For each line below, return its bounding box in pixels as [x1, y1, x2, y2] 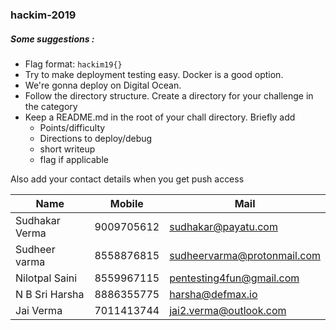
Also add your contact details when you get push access [10, 173, 245, 185]
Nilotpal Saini [15, 271, 78, 285]
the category [24, 100, 78, 112]
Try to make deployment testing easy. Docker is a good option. [24, 68, 284, 80]
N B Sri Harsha [15, 287, 85, 301]
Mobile [109, 196, 144, 210]
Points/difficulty [39, 121, 106, 133]
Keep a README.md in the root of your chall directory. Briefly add [24, 111, 296, 123]
